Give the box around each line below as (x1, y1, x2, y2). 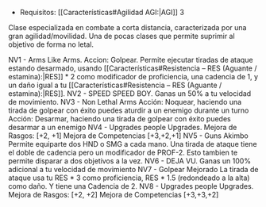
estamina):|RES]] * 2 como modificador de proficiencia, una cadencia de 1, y (8, 72, 259, 81)
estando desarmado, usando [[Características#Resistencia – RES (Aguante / (8, 63, 257, 73)
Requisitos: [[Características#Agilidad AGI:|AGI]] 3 (19, 8, 185, 17)
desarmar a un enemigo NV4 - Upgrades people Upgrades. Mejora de (8, 123, 237, 132)
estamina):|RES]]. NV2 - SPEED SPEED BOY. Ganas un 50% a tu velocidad (8, 89, 252, 98)
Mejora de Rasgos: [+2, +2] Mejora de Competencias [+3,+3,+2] (8, 190, 219, 199)
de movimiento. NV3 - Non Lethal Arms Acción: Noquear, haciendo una (8, 98, 242, 106)
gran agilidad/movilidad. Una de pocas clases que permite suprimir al (8, 32, 236, 40)
